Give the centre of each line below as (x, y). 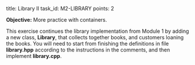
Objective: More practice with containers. (57, 20)
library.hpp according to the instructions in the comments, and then (88, 50)
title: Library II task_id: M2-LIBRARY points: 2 (60, 8)
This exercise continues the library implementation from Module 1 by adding (97, 31)
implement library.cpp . (34, 56)
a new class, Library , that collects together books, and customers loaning (95, 37)
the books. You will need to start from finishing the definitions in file (88, 44)
